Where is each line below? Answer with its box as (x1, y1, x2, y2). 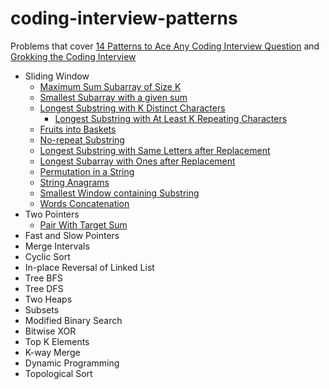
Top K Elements (24, 335, 90, 347)
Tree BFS (24, 272, 63, 284)
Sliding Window (24, 70, 90, 82)
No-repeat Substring (39, 133, 125, 146)
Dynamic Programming (24, 357, 120, 369)
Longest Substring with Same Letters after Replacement (39, 144, 271, 156)
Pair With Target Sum (39, 218, 128, 231)
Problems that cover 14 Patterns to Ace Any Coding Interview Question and (10, 40, 320, 52)
